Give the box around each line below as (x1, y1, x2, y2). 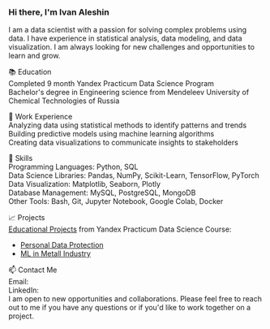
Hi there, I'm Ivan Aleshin (8, 6, 109, 18)
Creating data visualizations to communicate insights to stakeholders (8, 137, 239, 148)
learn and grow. (8, 51, 61, 61)
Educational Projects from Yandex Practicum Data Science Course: (8, 224, 232, 234)
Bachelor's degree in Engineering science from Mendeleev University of (8, 88, 250, 97)
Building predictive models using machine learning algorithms (8, 129, 215, 139)
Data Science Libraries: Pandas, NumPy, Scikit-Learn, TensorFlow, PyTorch (8, 171, 259, 180)
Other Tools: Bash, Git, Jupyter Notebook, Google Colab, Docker (8, 197, 224, 206)
